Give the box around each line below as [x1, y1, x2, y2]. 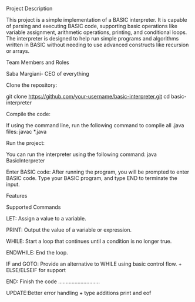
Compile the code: [6, 111, 51, 117]
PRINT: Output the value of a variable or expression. [6, 226, 132, 233]
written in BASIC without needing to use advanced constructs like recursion [6, 41, 189, 48]
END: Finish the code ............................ [6, 278, 100, 285]
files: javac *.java [6, 128, 47, 135]
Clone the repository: [6, 82, 58, 89]
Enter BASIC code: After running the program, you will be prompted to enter [6, 168, 190, 175]
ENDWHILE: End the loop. [6, 249, 69, 256]
